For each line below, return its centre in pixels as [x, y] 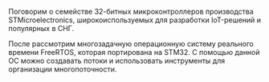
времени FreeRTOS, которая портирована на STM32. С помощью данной [134, 52]
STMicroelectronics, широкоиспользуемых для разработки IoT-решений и [135, 20]
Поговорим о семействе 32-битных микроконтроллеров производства [131, 12]
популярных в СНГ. [41, 28]
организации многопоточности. [63, 69]
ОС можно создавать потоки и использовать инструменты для [117, 61]
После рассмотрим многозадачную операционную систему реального [131, 44]
